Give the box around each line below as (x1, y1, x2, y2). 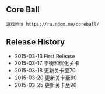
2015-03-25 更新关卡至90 (14, 81, 77, 88)
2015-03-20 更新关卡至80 (14, 74, 77, 81)
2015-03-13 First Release (14, 53, 75, 60)
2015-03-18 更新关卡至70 (14, 67, 76, 74)
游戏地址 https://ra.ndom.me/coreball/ (6, 21, 100, 27)
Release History (6, 37, 65, 47)
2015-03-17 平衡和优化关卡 (14, 60, 80, 67)
